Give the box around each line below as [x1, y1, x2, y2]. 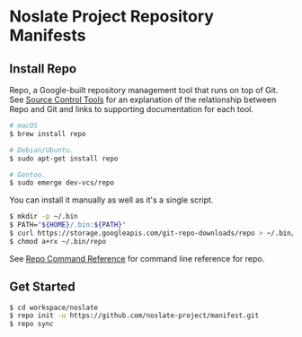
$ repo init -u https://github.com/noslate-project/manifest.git [9, 311, 259, 320]
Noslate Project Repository [9, 6, 214, 27]
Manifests [9, 25, 86, 46]
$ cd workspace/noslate [9, 303, 99, 312]
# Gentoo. [9, 170, 47, 179]
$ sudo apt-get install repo [9, 154, 119, 163]
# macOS [9, 121, 39, 130]
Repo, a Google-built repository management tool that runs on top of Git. [9, 85, 279, 95]
